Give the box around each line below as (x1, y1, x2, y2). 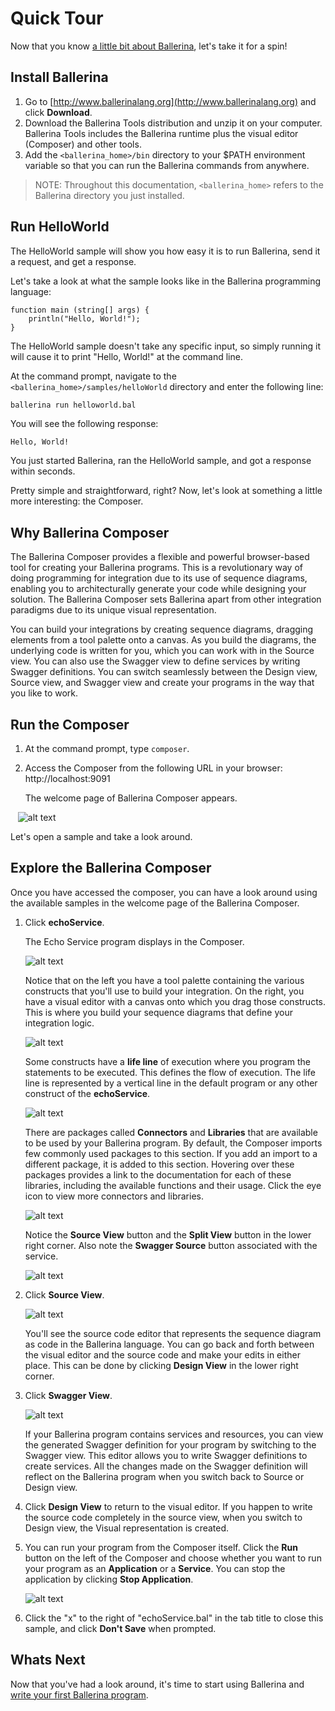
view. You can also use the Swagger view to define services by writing (10, 655, 301, 667)
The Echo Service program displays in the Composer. (24, 935, 245, 947)
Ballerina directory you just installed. (34, 189, 185, 201)
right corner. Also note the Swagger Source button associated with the (24, 1239, 318, 1251)
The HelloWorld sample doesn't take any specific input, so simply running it (10, 340, 322, 352)
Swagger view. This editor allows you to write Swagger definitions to (24, 1449, 308, 1461)
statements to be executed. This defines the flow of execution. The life (24, 1066, 317, 1078)
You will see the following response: (10, 418, 159, 430)
